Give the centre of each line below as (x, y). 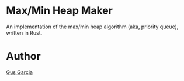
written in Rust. (24, 32)
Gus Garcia (20, 72)
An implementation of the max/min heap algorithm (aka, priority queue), (92, 27)
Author (23, 56)
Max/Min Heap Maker (59, 11)
